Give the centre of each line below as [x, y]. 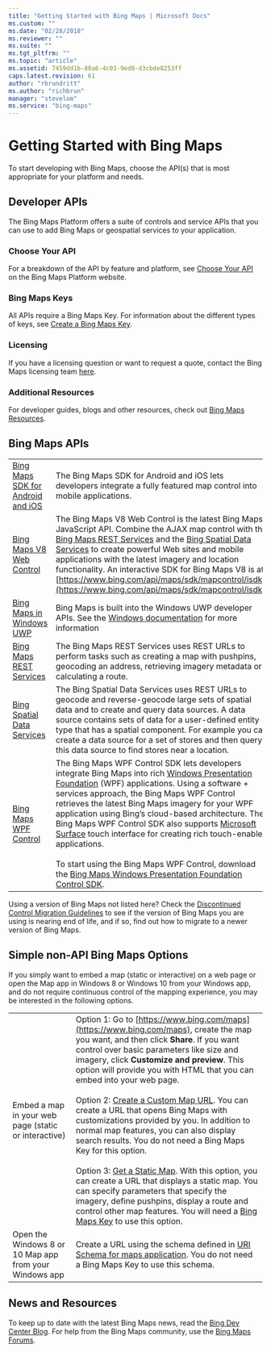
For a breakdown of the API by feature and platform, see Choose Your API [131, 269]
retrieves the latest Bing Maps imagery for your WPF [154, 803]
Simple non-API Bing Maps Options [98, 955]
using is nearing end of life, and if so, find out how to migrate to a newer [128, 921]
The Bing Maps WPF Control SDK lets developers [148, 763]
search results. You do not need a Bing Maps [160, 1141]
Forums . [22, 1340]
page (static [35, 1125]
